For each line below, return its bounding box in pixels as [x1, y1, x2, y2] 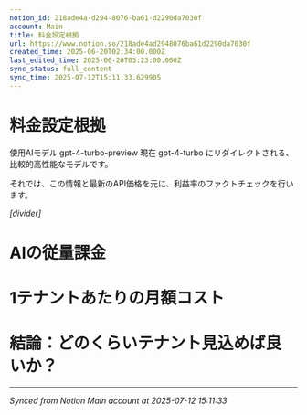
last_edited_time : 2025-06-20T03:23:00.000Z [9, 56, 182, 65]
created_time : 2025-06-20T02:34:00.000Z [9, 48, 166, 57]
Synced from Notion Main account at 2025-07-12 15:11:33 [9, 395, 228, 406]
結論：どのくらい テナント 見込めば [9, 333, 267, 354]
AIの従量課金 [9, 242, 107, 263]
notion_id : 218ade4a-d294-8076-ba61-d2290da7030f [9, 13, 203, 23]
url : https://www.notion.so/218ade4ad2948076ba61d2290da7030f [9, 38, 251, 48]
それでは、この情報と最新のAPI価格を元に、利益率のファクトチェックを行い [9, 177, 294, 188]
